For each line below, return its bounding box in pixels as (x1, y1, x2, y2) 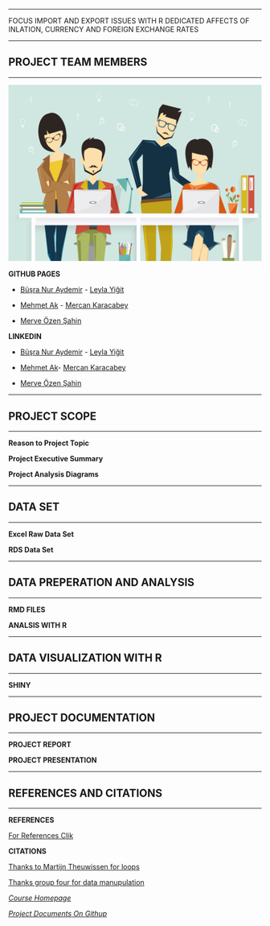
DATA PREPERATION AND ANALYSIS (8, 576, 195, 589)
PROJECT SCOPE (8, 409, 96, 423)
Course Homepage (8, 893, 72, 903)
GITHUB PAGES (8, 269, 61, 279)
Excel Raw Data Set (8, 529, 75, 539)
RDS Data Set (8, 544, 54, 554)
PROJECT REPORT (8, 740, 72, 750)
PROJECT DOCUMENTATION (8, 710, 155, 725)
